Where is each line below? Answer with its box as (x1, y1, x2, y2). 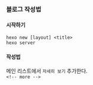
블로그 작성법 (6, 5, 41, 13)
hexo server (6, 40, 36, 46)
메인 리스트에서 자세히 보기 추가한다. (6, 67, 88, 75)
